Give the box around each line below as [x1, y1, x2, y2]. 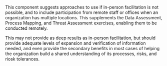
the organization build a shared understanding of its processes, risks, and [5, 51, 157, 57]
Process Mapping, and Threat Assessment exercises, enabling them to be [5, 20, 157, 26]
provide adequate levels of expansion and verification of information [5, 40, 146, 46]
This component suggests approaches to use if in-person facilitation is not [5, 4, 159, 10]
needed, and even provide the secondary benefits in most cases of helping [5, 46, 160, 51]
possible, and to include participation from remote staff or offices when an [5, 9, 158, 15]
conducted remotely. [5, 25, 48, 31]
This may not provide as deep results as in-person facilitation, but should [5, 35, 156, 41]
